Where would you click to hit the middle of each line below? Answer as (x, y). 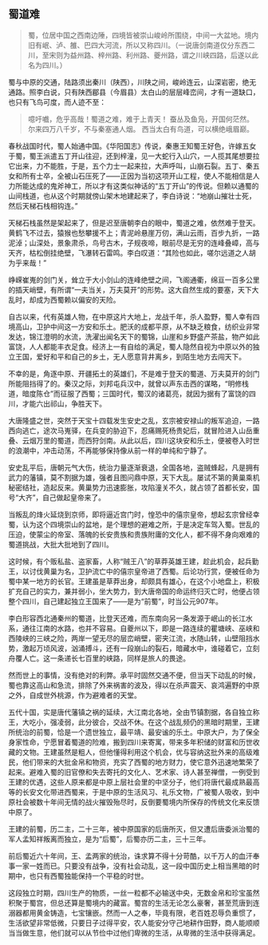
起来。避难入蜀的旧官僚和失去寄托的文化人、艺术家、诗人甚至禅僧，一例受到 (134, 772)
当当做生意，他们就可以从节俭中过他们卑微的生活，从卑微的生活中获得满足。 (134, 932)
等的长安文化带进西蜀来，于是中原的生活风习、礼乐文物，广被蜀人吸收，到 (130, 792)
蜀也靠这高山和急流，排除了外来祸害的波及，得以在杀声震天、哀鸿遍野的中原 (134, 685)
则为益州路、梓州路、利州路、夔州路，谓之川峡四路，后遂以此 (157, 55)
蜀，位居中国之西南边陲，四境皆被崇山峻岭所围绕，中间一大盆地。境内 (143, 35)
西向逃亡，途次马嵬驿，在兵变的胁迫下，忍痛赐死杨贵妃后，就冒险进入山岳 (130, 431)
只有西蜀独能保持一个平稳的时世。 (92, 876)
